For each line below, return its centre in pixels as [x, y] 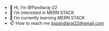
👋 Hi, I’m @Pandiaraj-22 [33, 8]
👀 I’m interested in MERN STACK [42, 13]
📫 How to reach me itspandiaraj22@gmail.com [57, 23]
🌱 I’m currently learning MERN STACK [47, 18]
